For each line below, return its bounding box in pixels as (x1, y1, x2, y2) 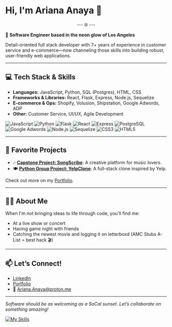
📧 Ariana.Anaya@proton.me (12, 286, 72, 292)
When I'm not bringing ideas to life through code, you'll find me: (5, 210, 140, 216)
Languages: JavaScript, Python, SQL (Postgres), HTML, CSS (12, 89, 142, 95)
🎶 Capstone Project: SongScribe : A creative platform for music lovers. (12, 159, 162, 165)
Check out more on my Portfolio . (5, 177, 74, 183)
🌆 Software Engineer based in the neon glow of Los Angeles (5, 32, 135, 38)
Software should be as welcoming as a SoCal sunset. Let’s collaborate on (5, 301, 161, 307)
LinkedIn (12, 275, 31, 281)
